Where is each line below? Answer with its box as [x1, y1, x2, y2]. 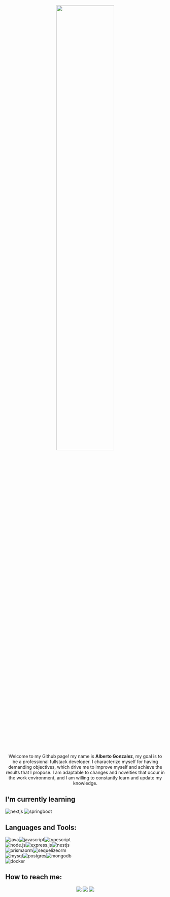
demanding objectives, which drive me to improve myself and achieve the [8, 764, 162, 770]
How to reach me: [5, 873, 62, 881]
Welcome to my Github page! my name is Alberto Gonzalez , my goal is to [8, 754, 162, 760]
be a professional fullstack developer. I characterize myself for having [12, 759, 158, 765]
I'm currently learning [5, 795, 76, 804]
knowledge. [73, 780, 98, 786]
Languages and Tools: [5, 823, 77, 832]
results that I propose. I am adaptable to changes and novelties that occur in [6, 769, 165, 776]
